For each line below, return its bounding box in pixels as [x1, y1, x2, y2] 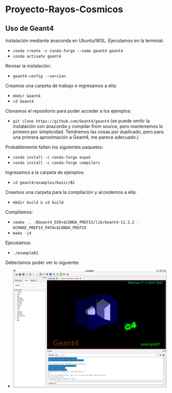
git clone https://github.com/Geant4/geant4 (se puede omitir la [12, 118, 150, 124]
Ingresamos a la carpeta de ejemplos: [5, 169, 85, 175]
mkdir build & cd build [12, 200, 64, 205]
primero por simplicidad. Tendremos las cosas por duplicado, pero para [12, 129, 164, 135]
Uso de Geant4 [5, 24, 54, 33]
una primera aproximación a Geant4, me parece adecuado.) [12, 134, 139, 140]
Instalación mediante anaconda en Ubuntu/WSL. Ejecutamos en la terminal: [5, 37, 164, 43]
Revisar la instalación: [5, 63, 51, 69]
